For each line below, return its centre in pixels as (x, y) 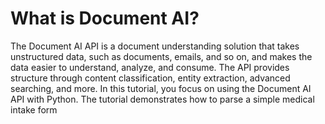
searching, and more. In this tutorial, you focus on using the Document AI (161, 88)
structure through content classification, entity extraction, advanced (150, 78)
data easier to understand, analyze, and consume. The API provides (150, 67)
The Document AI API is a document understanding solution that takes (155, 46)
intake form (34, 109)
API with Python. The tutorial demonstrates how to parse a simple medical (162, 99)
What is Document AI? (105, 18)
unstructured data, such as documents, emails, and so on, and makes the (161, 56)
